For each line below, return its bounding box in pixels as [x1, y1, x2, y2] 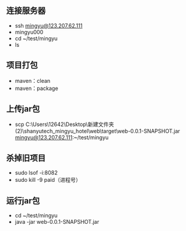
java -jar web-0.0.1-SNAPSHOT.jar [14, 218, 100, 226]
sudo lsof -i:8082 [14, 169, 58, 176]
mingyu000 [14, 28, 44, 35]
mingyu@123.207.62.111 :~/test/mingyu [14, 134, 109, 141]
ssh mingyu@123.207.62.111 [14, 22, 83, 29]
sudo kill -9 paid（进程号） [14, 176, 81, 184]
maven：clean [14, 77, 51, 84]
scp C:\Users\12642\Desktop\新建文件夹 [14, 121, 114, 128]
